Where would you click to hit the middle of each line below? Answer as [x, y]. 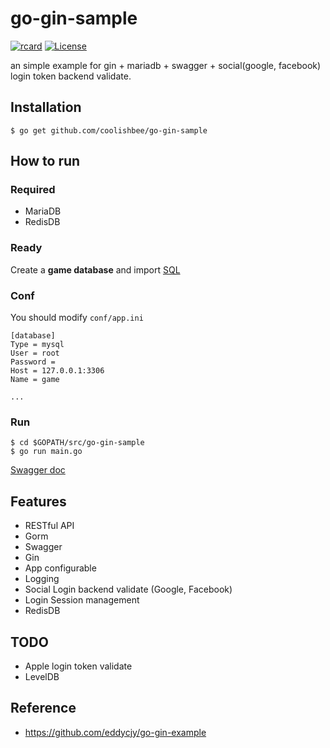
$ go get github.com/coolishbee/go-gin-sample [109, 130]
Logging [42, 579]
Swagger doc [38, 470]
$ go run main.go [46, 452]
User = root [35, 353]
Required [33, 190]
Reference [43, 708]
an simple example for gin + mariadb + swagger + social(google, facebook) [166, 65]
